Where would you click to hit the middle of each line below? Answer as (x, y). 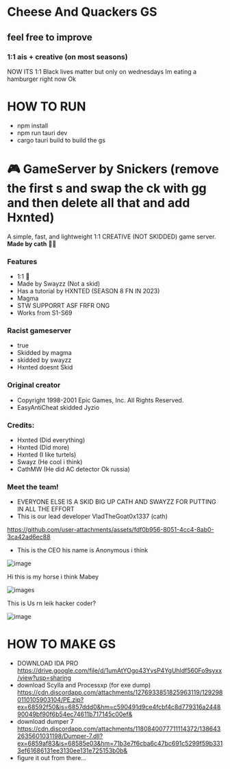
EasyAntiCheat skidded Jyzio (58, 407)
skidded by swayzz (44, 360)
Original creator (34, 385)
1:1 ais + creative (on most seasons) (67, 57)
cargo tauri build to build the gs (61, 140)
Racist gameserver (39, 330)
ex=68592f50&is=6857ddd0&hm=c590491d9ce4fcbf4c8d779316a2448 (119, 707)
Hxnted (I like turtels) (47, 454)
